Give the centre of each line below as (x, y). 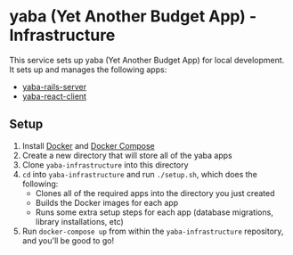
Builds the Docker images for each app (107, 202)
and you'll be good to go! (68, 240)
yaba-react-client (54, 96)
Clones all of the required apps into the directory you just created (155, 193)
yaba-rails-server (54, 86)
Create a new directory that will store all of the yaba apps (127, 155)
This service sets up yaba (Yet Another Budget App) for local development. (147, 60)
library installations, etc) (80, 221)
